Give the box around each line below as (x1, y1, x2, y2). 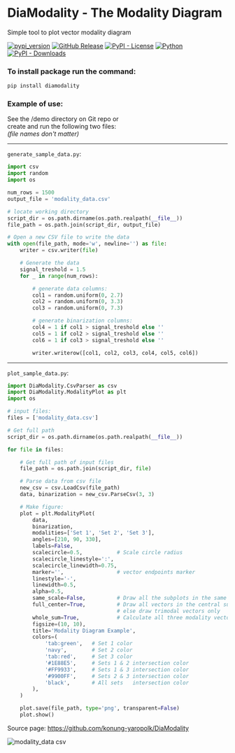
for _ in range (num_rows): (20, 272, 99, 279)
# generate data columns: (32, 285, 108, 292)
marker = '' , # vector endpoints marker (32, 568, 196, 575)
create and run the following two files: (7, 122, 117, 131)
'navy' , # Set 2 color (44, 647, 133, 654)
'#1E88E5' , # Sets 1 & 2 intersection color (44, 659, 190, 666)
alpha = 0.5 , (32, 588, 64, 596)
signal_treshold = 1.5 (20, 266, 86, 273)
